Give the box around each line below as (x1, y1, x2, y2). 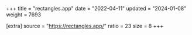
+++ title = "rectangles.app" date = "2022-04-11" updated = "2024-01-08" (6, 5, 187, 12)
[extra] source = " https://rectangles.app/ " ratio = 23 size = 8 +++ (6, 23, 164, 29)
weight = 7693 (6, 11, 42, 18)
